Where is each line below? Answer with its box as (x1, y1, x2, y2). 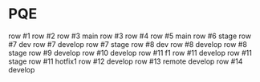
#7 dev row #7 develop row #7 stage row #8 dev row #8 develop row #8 (8, 39, 247, 49)
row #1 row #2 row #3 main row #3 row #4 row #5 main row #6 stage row (8, 31, 251, 41)
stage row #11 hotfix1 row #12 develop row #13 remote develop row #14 (8, 57, 243, 66)
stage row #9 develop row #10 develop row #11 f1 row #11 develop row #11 (8, 48, 253, 57)
